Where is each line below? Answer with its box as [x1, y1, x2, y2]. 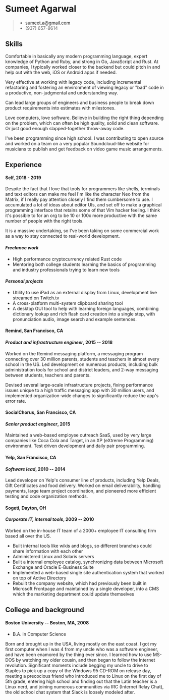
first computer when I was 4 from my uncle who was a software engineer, [5, 646, 158, 652]
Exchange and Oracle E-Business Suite [12, 564, 94, 570]
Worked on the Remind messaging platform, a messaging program [5, 350, 143, 356]
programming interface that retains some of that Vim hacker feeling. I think [5, 207, 160, 213]
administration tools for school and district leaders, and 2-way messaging [5, 366, 158, 372]
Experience [5, 160, 42, 169]
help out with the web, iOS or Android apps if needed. [5, 69, 117, 75]
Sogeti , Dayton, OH [5, 505, 46, 511]
